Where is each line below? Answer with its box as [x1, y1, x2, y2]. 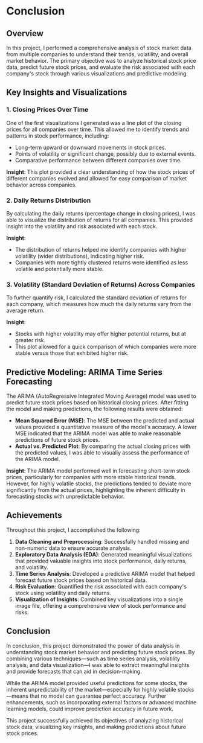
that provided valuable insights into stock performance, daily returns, [14, 557, 187, 564]
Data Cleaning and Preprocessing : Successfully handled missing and [14, 538, 189, 545]
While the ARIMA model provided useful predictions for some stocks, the [6, 679, 187, 686]
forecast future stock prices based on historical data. [14, 576, 147, 584]
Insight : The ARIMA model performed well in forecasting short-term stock [6, 467, 190, 474]
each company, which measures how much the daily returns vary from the [6, 301, 192, 308]
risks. [14, 608, 29, 616]
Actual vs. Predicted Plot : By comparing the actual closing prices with [14, 442, 191, 450]
